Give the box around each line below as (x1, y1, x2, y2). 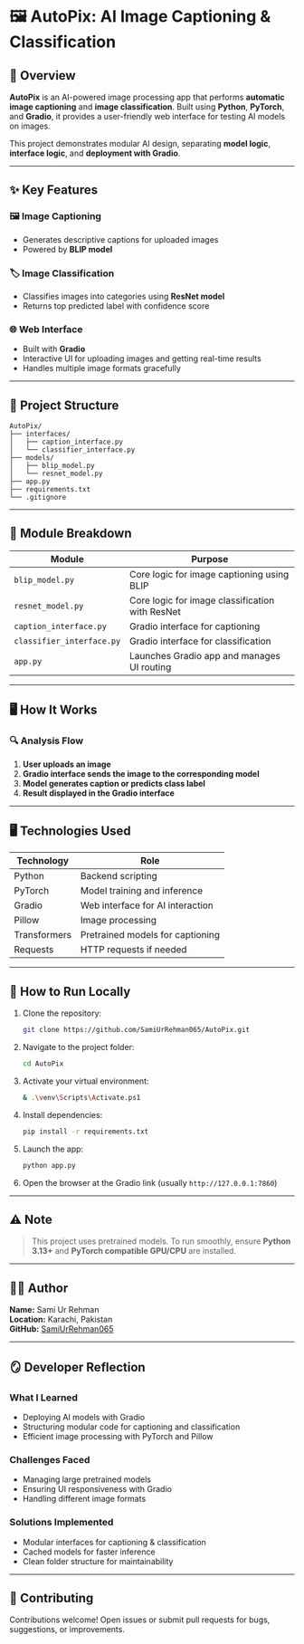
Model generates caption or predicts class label (22, 778, 206, 789)
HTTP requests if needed (80, 943, 187, 956)
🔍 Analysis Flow (9, 734, 84, 747)
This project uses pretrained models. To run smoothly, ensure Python (31, 1236, 291, 1247)
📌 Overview (9, 68, 76, 83)
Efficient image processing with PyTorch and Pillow (22, 1430, 214, 1441)
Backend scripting (80, 870, 158, 883)
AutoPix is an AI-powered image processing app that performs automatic (9, 91, 285, 102)
